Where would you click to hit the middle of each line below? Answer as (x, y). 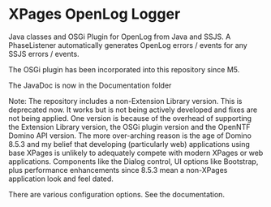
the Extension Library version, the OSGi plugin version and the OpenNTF (129, 127)
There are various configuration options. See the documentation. (117, 194)
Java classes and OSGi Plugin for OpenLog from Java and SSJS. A (120, 37)
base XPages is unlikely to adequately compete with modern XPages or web (136, 153)
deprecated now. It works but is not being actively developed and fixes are (133, 110)
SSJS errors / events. (44, 54)
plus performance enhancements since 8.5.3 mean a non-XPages (118, 170)
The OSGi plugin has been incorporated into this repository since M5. (124, 69)
